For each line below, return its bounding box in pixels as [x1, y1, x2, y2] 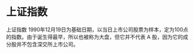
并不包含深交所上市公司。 [16, 41, 78, 48]
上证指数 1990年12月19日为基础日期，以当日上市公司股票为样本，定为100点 [6, 26, 189, 33]
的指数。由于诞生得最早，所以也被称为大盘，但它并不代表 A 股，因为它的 [6, 33, 183, 40]
